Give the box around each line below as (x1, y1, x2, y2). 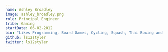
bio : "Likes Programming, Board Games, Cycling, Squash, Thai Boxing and (5, 30, 163, 35)
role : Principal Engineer (5, 16, 59, 21)
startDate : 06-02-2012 (5, 26, 53, 31)
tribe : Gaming (5, 21, 35, 26)
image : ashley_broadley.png (5, 12, 64, 17)
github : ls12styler (5, 35, 46, 40)
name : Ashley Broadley (5, 7, 53, 12)
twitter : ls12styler (5, 40, 49, 45)
